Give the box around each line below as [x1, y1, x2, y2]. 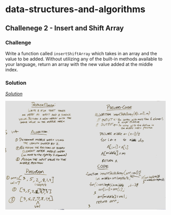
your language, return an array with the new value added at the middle [5, 61, 153, 67]
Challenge [5, 39, 32, 46]
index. [5, 66, 18, 73]
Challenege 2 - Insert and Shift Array [5, 24, 124, 32]
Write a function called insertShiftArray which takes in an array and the [5, 50, 157, 56]
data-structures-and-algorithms [5, 4, 146, 15]
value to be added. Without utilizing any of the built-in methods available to [5, 56, 163, 62]
